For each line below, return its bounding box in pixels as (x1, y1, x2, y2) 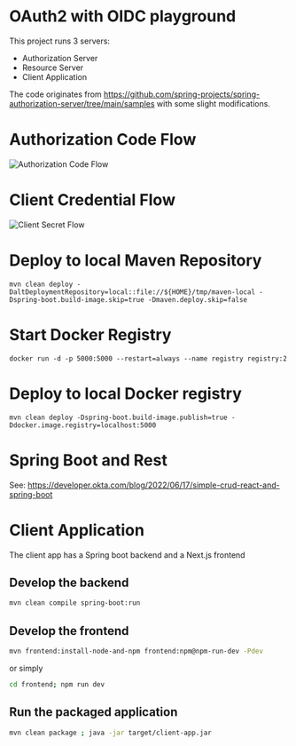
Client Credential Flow (9, 190, 175, 210)
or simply (9, 663, 43, 673)
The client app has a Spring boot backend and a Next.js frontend (9, 549, 245, 560)
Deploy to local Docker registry (9, 384, 242, 403)
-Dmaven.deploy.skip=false (147, 295, 248, 304)
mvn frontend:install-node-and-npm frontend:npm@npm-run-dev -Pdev (9, 647, 264, 655)
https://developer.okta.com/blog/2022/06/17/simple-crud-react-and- (27, 480, 281, 490)
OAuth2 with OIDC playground (9, 6, 237, 27)
